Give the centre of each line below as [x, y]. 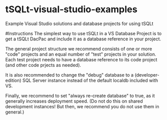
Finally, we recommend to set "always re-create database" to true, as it [80, 95]
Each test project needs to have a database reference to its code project [81, 59]
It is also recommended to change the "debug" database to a [69, 75]
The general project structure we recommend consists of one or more [79, 49]
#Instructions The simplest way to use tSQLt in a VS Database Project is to [83, 33]
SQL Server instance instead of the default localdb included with [90, 80]
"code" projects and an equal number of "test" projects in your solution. [81, 54]
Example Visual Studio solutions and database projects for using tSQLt [79, 23]
